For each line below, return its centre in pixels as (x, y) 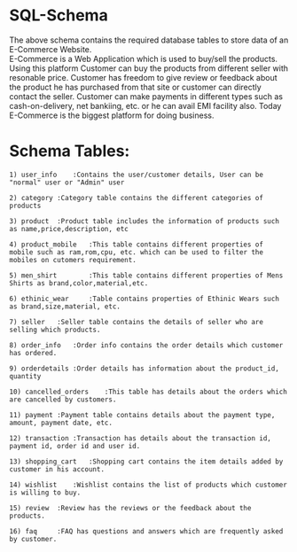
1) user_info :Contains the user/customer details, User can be (137, 175)
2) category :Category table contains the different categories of (137, 198)
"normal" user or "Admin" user (67, 183)
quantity (25, 376)
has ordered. (33, 353)
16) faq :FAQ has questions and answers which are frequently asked (146, 531)
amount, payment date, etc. (61, 423)
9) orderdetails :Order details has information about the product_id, (144, 369)
